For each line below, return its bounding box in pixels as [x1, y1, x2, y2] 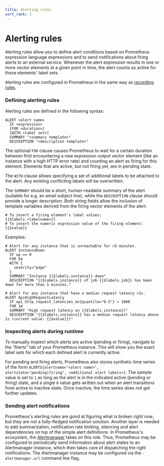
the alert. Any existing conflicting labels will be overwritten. [5, 178, 124, 184]
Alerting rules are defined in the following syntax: [5, 108, 104, 114]
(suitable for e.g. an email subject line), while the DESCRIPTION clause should [5, 192, 158, 199]
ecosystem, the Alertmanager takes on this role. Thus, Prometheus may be [5, 435, 156, 440]
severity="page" [14, 265, 47, 270]
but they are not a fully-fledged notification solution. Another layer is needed [5, 419, 160, 425]
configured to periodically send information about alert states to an [5, 440, 141, 445]
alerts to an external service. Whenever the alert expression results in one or [5, 59, 160, 65]
